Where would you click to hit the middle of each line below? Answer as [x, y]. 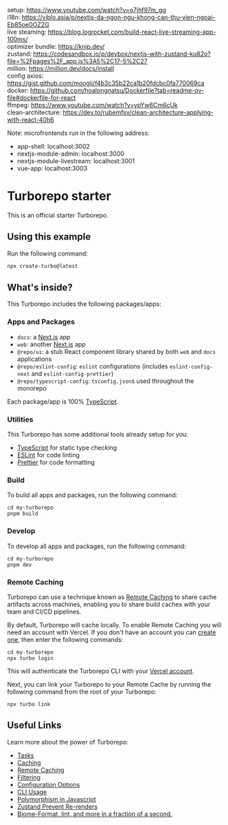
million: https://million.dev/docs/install [61, 69]
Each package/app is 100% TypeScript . [63, 401]
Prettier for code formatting [56, 462]
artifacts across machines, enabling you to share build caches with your [109, 604]
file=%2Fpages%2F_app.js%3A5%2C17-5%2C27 [77, 61]
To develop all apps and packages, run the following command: [97, 546]
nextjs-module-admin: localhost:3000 [71, 154]
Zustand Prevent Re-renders [57, 806]
